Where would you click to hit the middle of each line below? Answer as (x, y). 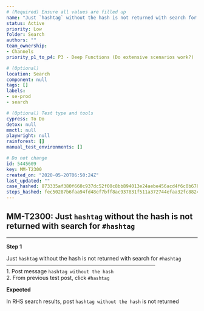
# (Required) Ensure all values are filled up (66, 12)
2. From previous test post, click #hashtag (58, 278)
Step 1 (14, 246)
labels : (16, 91)
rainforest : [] (25, 142)
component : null (27, 80)
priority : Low (24, 29)
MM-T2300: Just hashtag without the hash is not (100, 217)
